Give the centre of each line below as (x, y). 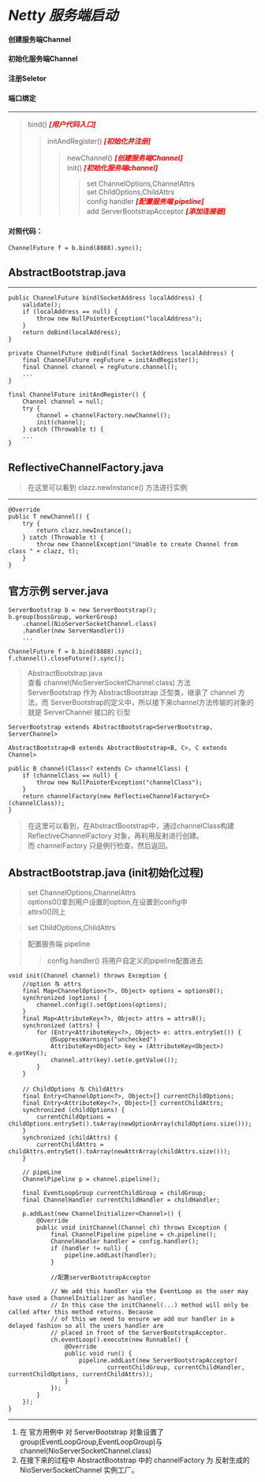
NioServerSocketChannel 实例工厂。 (79, 1469)
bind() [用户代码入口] (62, 124)
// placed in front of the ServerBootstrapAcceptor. (138, 1333)
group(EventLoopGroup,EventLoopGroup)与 (91, 1442)
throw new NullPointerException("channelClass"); (119, 782)
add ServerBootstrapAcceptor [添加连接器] (156, 211)
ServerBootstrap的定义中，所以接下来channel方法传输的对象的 (152, 702)
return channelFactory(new (67, 796)
